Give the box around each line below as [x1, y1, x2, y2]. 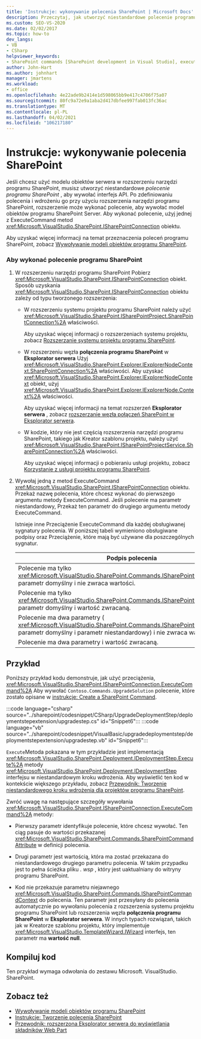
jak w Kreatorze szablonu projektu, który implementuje [14, 922, 150, 929]
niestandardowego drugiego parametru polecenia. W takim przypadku [14, 860, 188, 867]
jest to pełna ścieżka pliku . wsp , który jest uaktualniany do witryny [14, 866, 181, 873]
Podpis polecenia [106, 554, 157, 562]
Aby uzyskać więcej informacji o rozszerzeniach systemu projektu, [23, 330, 188, 338]
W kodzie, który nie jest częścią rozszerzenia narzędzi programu [23, 429, 184, 436]
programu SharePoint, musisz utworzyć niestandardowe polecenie [6, 185, 170, 192]
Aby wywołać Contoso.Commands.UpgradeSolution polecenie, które [33, 687, 195, 694]
